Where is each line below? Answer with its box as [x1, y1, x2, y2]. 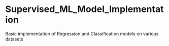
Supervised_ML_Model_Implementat [5, 3, 164, 15]
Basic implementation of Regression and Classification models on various [5, 30, 159, 36]
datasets [5, 36, 24, 42]
